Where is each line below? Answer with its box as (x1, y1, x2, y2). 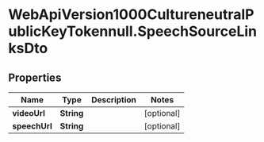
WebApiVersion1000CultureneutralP (8, 6, 254, 24)
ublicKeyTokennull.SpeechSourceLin (8, 22, 258, 40)
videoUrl (12, 108, 46, 118)
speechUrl (12, 121, 53, 132)
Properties (8, 71, 62, 84)
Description (90, 94, 137, 105)
